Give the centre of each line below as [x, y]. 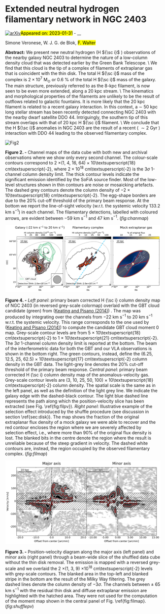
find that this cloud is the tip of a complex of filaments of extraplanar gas [79, 68]
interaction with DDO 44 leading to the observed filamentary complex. [76, 133]
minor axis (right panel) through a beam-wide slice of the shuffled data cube [83, 557]
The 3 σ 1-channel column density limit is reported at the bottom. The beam [81, 343]
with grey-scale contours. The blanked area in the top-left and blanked [77, 573]
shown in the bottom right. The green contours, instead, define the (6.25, [79, 354]
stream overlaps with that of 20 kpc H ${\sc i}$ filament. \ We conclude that [82, 123]
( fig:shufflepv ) [19, 606]
